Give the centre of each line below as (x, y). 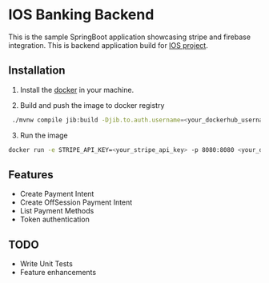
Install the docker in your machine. (77, 90)
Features (31, 175)
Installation (37, 71)
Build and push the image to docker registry (92, 105)
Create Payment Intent (57, 194)
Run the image (44, 135)
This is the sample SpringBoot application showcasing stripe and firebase (129, 37)
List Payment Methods (57, 211)
